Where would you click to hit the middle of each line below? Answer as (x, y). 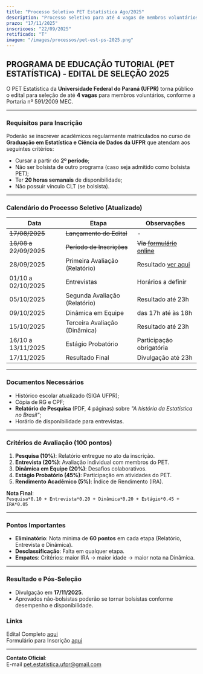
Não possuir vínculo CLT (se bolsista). (62, 187)
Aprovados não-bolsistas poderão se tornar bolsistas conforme (94, 599)
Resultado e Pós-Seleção (44, 579)
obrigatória (153, 348)
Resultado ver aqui (163, 265)
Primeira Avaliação (92, 261)
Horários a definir (162, 282)
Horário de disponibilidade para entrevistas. (69, 421)
